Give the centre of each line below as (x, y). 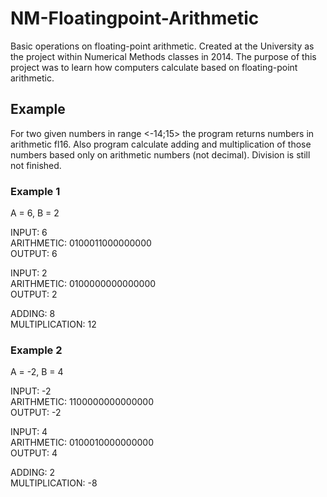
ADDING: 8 (33, 314)
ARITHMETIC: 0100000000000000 (83, 284)
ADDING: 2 (33, 473)
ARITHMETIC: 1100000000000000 (82, 402)
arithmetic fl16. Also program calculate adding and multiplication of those (161, 144)
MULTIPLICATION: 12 (53, 324)
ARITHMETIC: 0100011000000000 (81, 243)
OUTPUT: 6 (34, 254)
